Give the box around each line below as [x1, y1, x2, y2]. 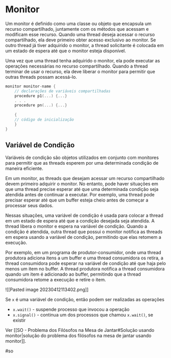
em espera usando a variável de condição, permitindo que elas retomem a [5, 234, 162, 240]
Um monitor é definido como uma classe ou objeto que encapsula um [5, 20, 152, 27]
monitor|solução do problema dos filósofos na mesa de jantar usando [5, 332, 152, 339]
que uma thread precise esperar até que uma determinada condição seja [5, 186, 159, 192]
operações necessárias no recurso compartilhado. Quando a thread [5, 63, 148, 69]
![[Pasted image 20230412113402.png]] [5, 286, 89, 293]
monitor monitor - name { [5, 83, 56, 89]
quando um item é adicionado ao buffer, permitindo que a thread [5, 271, 141, 277]
